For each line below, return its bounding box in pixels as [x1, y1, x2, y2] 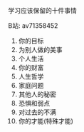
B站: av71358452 [8, 21, 58, 30]
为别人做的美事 [18, 46, 63, 54]
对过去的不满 [18, 108, 56, 116]
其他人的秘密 [18, 90, 56, 98]
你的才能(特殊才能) [18, 117, 74, 125]
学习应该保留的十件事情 [8, 6, 77, 14]
